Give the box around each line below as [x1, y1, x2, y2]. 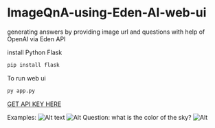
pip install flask [7, 61, 60, 68]
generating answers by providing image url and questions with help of [7, 28, 205, 36]
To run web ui [7, 74, 46, 82]
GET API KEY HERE [7, 100, 62, 108]
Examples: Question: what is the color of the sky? [7, 113, 192, 121]
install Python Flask [7, 48, 63, 56]
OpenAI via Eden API [7, 34, 66, 43]
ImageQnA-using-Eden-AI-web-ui [7, 5, 207, 21]
